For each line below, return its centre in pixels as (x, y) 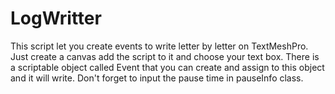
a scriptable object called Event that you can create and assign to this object (167, 67)
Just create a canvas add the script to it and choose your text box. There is (165, 56)
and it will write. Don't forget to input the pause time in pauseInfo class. (157, 78)
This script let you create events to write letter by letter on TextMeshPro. (159, 46)
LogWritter (56, 18)
